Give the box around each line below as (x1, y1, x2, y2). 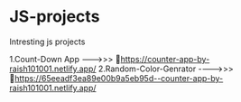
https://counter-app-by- (120, 53, 210, 64)
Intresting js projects (9, 36, 86, 47)
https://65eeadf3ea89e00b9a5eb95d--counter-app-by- (14, 72, 224, 83)
